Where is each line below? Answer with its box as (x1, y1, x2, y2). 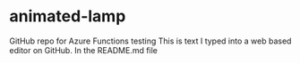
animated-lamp (9, 6, 126, 27)
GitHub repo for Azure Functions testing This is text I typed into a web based (9, 35, 292, 46)
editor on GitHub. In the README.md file (9, 44, 159, 55)
